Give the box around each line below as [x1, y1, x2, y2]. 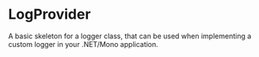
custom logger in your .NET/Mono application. [8, 39, 158, 48]
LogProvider [8, 5, 91, 23]
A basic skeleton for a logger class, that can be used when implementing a [8, 31, 252, 41]
